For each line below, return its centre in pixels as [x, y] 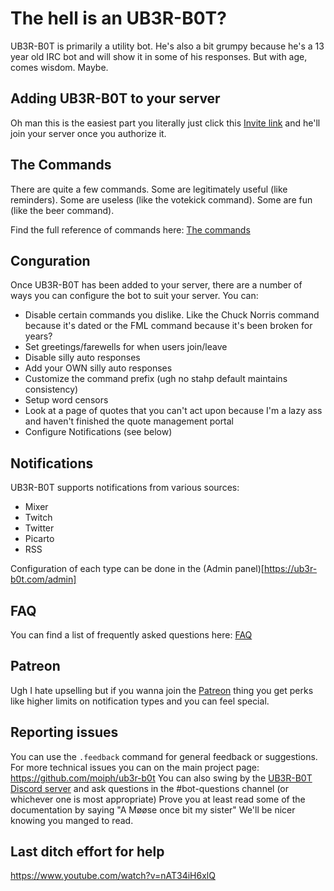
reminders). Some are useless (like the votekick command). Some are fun [161, 199]
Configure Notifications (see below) [98, 432]
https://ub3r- [290, 569]
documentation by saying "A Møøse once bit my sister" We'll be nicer [153, 809]
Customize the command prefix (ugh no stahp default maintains [156, 379]
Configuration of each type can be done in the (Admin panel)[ [137, 569]
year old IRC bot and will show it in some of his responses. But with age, [159, 56]
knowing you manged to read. [72, 820]
